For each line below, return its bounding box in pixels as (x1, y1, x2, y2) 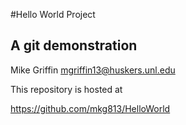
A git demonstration (10, 37, 138, 54)
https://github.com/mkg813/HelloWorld (10, 102, 171, 114)
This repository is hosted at (10, 83, 123, 95)
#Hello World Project (10, 9, 96, 20)
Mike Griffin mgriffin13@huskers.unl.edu (10, 64, 176, 76)
